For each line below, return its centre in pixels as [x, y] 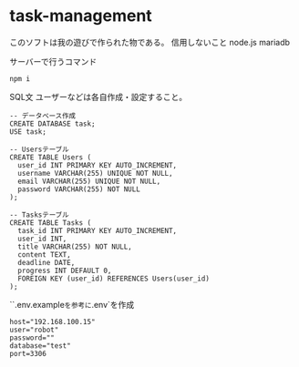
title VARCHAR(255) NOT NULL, [75, 247]
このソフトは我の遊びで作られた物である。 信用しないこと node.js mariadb [149, 42]
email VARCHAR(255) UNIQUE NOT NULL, [89, 181]
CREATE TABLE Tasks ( [51, 223]
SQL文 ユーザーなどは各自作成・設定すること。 [98, 97]
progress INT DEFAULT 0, [65, 270]
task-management [81, 16]
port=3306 [28, 353]
